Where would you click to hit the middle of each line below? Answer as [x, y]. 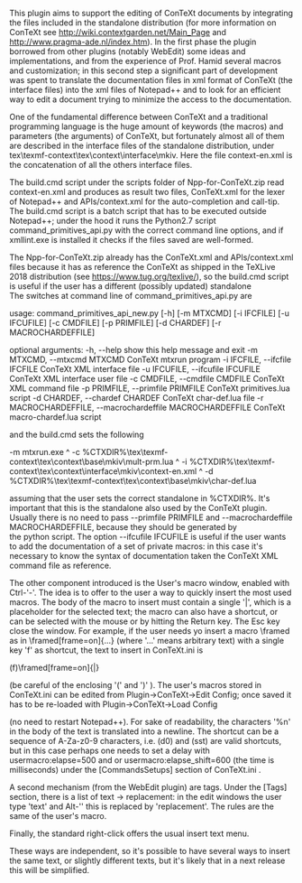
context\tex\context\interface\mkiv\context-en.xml [103, 471]
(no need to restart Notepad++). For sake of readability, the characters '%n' [150, 722]
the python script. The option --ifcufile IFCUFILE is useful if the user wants [148, 537]
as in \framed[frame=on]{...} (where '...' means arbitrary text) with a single [147, 641]
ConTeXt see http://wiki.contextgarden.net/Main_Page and [118, 32]
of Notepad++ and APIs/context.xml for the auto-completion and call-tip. [145, 201]
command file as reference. [60, 565]
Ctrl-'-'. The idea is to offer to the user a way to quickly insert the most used [151, 592]
